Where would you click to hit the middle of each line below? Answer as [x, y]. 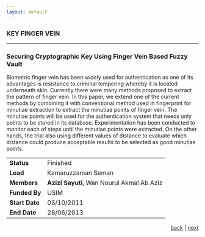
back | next [185, 228]
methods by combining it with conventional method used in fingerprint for [99, 103]
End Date [23, 213]
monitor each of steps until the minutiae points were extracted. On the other [102, 129]
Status [19, 163]
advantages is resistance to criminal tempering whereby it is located [92, 84]
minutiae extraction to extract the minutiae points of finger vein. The [92, 110]
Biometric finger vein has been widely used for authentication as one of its [100, 78]
